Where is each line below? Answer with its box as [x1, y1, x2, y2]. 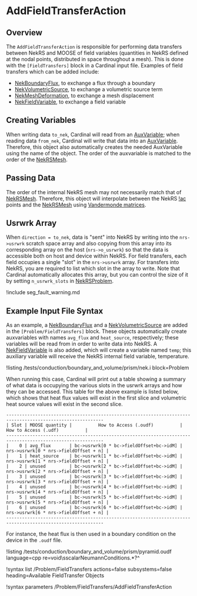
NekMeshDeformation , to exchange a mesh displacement [14, 92, 154, 99]
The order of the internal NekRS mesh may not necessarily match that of [6, 188, 182, 195]
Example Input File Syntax [6, 306, 103, 316]
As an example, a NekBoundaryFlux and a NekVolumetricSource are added [6, 322, 188, 329]
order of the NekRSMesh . [6, 156, 68, 163]
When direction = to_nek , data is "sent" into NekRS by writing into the [6, 234, 178, 241]
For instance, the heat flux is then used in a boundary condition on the [6, 531, 176, 538]
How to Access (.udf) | [6, 428, 88, 434]
